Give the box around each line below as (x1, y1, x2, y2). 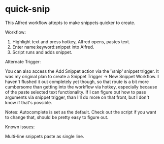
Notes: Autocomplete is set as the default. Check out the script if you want (5, 109, 157, 115)
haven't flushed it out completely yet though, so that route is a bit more (5, 79, 149, 85)
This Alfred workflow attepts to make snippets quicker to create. (5, 20, 135, 26)
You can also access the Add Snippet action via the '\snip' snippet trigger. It (5, 68, 159, 74)
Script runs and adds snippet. (12, 49, 72, 55)
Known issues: (5, 124, 35, 130)
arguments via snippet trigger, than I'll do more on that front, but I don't (5, 94, 149, 100)
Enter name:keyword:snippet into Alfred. (12, 44, 95, 50)
